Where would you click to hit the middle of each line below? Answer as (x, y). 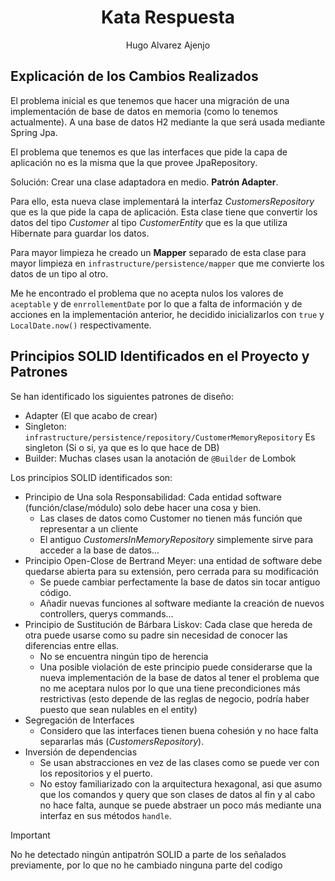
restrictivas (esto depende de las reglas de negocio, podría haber (174, 698)
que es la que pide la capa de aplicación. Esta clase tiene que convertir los (164, 212)
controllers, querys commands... (106, 613)
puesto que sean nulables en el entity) (118, 709)
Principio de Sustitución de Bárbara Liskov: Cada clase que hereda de (168, 624)
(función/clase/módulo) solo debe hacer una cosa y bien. (143, 507)
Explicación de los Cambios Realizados (134, 76)
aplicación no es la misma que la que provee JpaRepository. (134, 162)
